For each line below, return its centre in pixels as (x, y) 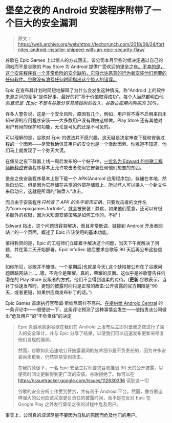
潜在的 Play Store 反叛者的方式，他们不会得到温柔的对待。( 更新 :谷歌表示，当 (86, 279)
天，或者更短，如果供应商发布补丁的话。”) (49, 292)
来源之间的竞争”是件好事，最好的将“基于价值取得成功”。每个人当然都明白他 (84, 96)
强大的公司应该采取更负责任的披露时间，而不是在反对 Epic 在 (87, 397)
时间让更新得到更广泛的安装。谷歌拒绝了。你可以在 (81, 374)
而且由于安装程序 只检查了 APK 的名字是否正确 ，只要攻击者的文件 (74, 202)
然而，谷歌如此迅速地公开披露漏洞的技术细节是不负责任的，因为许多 (90, 350)
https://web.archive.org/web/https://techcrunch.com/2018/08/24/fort (91, 44)
